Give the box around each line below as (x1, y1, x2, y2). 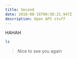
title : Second (5, 7, 35, 12)
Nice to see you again (17, 48, 62, 54)
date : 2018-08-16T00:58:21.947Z (5, 12, 72, 17)
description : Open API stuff (5, 16, 66, 21)
